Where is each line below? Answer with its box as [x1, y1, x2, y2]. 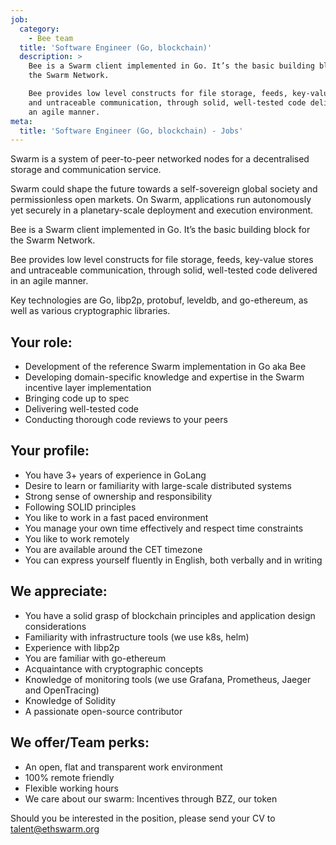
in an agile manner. [10, 275, 89, 287]
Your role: [10, 334, 73, 351]
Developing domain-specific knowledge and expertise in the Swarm [24, 371, 305, 383]
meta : [10, 116, 33, 126]
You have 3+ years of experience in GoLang [24, 469, 207, 481]
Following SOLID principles [24, 501, 137, 513]
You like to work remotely [24, 532, 130, 545]
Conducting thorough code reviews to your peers [24, 414, 228, 426]
